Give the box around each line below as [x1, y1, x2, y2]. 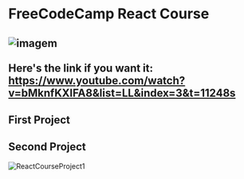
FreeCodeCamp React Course [8, 5, 210, 23]
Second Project [8, 140, 86, 154]
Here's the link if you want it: [8, 61, 154, 75]
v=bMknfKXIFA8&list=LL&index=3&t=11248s [8, 86, 236, 99]
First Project [8, 113, 70, 126]
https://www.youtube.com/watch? [8, 73, 186, 88]
